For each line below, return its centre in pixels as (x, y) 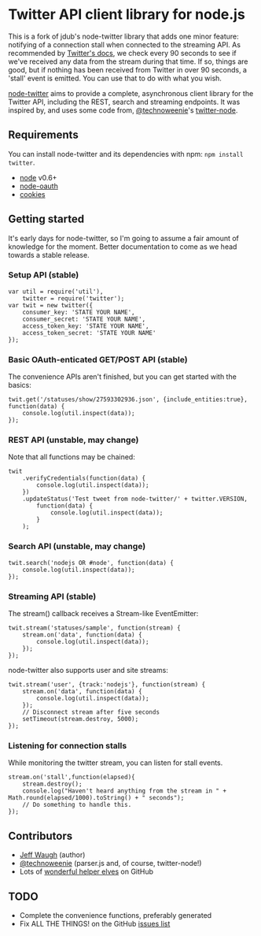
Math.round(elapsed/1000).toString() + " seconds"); (96, 798)
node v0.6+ (38, 177)
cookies (32, 194)
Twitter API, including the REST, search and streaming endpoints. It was (124, 102)
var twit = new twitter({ (50, 305)
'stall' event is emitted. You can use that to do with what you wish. (115, 78)
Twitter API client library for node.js (127, 15)
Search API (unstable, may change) (77, 547)
